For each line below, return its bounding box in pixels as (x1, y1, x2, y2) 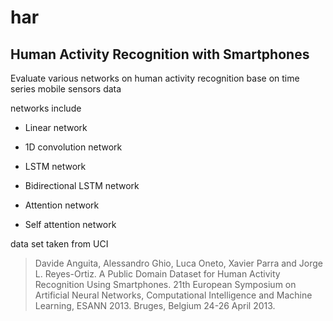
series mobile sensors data (10, 83, 122, 95)
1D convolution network (24, 141, 123, 153)
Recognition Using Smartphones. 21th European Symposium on (34, 279, 297, 290)
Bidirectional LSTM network (24, 180, 140, 191)
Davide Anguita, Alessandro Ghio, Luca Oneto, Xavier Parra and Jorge (34, 257, 323, 269)
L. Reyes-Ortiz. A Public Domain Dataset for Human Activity (34, 268, 281, 280)
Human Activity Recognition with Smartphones (10, 46, 310, 63)
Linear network (24, 122, 88, 133)
